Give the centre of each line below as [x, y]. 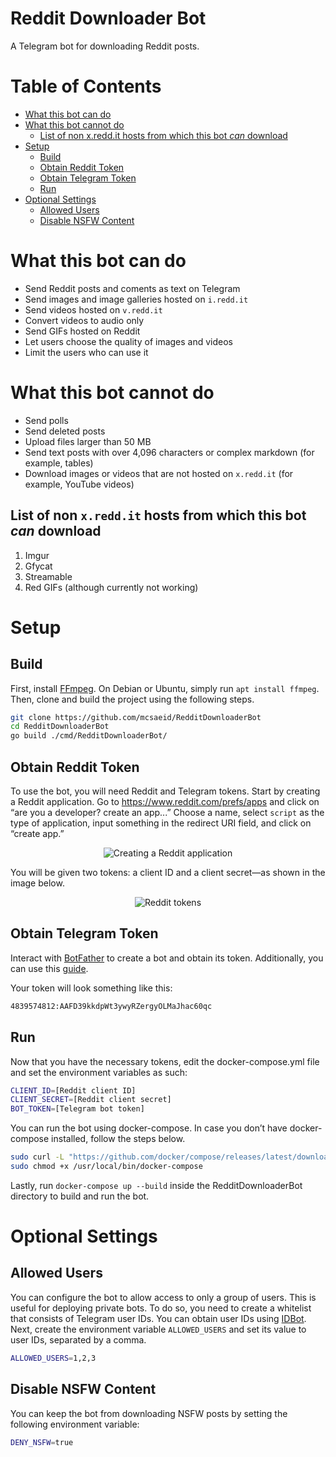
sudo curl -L [37, 1157]
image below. [37, 883]
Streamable [48, 576]
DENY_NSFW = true [42, 1442]
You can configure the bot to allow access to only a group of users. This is [163, 1297]
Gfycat [38, 566]
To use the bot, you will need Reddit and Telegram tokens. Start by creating [165, 791]
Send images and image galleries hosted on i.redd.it [136, 299]
